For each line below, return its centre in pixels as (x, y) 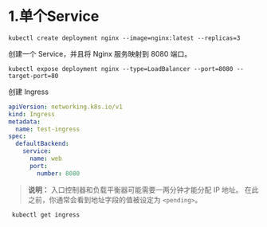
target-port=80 (33, 76)
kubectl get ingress (46, 215)
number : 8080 (59, 173)
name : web (45, 159)
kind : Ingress (32, 114)
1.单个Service (54, 16)
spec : (17, 136)
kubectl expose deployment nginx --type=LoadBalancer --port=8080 (121, 68)
